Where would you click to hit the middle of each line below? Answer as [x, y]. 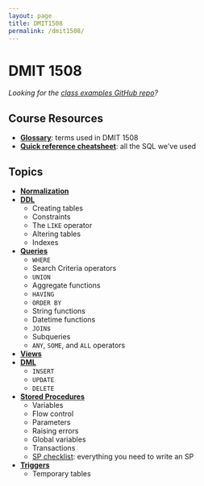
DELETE [43, 388]
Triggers [35, 465]
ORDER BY [47, 303]
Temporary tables [61, 473]
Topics [26, 171]
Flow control [53, 413]
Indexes [45, 242]
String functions [59, 310]
